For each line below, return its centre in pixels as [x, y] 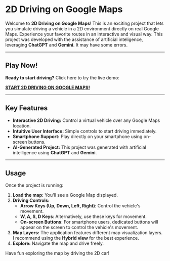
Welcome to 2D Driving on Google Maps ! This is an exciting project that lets [84, 23]
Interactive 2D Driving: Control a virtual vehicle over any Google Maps [86, 120]
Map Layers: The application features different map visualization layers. [88, 233]
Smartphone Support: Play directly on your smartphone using [77, 136]
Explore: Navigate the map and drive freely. [58, 243]
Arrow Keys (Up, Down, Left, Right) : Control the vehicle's [80, 206]
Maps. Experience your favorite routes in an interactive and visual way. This [84, 34]
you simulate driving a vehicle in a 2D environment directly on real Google [82, 28]
